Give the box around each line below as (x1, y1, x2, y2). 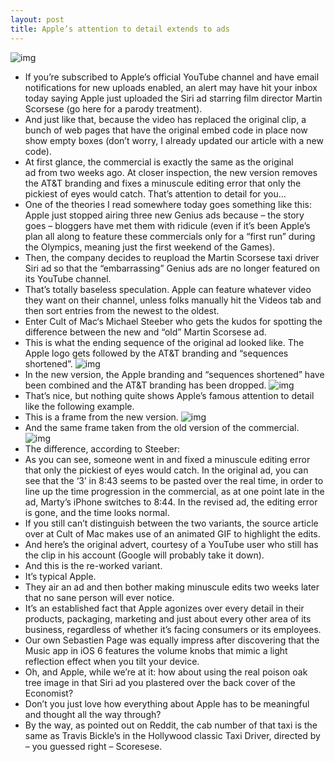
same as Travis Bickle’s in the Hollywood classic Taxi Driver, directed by (24, 729, 321, 741)
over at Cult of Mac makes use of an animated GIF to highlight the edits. (24, 527, 321, 540)
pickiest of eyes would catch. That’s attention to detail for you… (24, 187, 287, 200)
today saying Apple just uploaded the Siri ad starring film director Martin (24, 92, 323, 104)
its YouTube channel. (24, 272, 112, 285)
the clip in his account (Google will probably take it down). (24, 549, 265, 561)
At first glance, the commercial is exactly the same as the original (24, 156, 294, 168)
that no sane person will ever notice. (24, 591, 175, 603)
